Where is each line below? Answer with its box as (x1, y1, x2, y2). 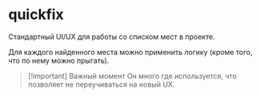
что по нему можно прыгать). (8, 56, 110, 65)
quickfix (8, 6, 64, 24)
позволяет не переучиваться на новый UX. (27, 80, 175, 89)
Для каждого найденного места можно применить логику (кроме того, (8, 47, 254, 56)
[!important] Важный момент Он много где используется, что (27, 71, 238, 80)
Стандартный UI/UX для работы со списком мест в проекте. (8, 32, 215, 41)
